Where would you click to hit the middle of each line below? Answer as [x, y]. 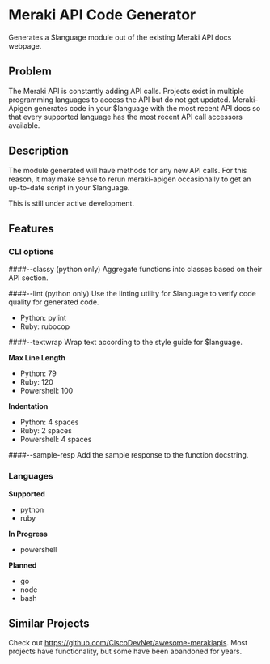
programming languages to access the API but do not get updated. [119, 100]
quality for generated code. [54, 302]
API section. [28, 278]
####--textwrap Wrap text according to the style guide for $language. [125, 343]
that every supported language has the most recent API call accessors [125, 117]
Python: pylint [43, 318]
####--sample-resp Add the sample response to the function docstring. [129, 455]
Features [31, 228]
